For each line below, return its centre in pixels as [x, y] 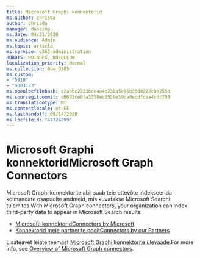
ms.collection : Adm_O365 [38, 69]
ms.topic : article [30, 46]
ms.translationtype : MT [37, 102]
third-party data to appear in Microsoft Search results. [74, 212]
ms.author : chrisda [31, 18]
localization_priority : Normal [46, 63]
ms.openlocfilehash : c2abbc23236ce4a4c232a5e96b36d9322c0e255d [88, 91]
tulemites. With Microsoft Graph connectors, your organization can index [97, 206]
